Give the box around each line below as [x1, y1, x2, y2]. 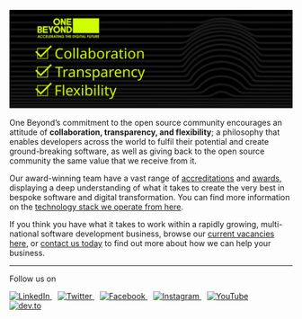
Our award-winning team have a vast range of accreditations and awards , [9, 173, 282, 184]
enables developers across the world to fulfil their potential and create [9, 137, 270, 147]
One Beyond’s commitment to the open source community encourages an [9, 118, 283, 128]
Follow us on [9, 273, 57, 284]
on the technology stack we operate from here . [9, 201, 184, 212]
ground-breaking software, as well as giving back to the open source [9, 146, 265, 157]
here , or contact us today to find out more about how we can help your [9, 238, 271, 249]
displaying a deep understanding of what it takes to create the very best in [9, 182, 285, 193]
